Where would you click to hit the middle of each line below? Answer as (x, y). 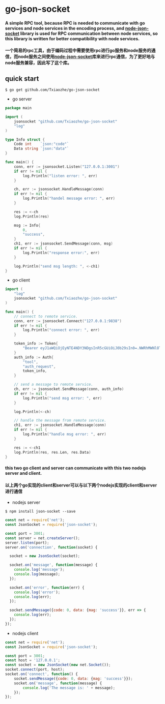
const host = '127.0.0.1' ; (33, 660)
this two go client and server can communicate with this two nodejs (76, 468)
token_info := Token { (36, 344)
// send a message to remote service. (54, 385)
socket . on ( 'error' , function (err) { (47, 587)
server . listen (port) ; (27, 543)
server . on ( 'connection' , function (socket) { (51, 547)
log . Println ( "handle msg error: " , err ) (65, 434)
